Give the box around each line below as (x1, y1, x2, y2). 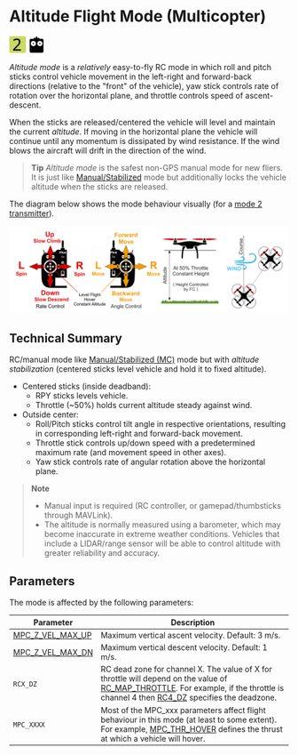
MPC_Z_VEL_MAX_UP (12, 630, 92, 640)
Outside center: (21, 409, 80, 420)
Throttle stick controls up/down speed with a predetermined (35, 438, 255, 448)
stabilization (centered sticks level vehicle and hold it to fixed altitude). (9, 364, 267, 374)
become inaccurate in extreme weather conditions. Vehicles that (43, 529, 280, 540)
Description (170, 616, 216, 628)
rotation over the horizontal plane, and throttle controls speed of (9, 90, 244, 100)
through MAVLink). (43, 510, 114, 521)
